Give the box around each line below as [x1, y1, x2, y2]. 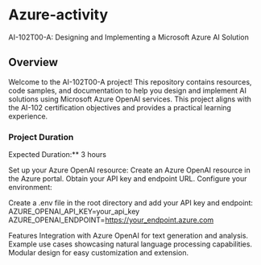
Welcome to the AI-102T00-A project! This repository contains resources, [8, 77, 252, 86]
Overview [8, 56, 59, 69]
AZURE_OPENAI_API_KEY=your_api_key [8, 207, 140, 217]
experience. [8, 111, 48, 121]
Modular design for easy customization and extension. [8, 248, 189, 258]
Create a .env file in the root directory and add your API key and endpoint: [8, 198, 254, 208]
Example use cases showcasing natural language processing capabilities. [8, 239, 252, 249]
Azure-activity [8, 6, 109, 24]
